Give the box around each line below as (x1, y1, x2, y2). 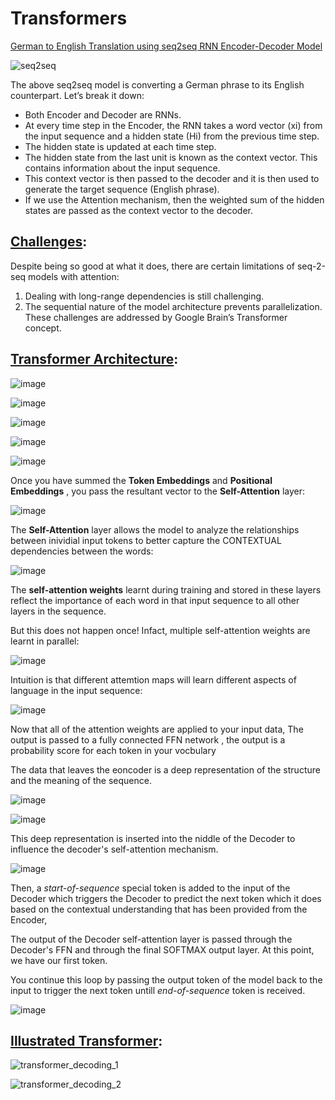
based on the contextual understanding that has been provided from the (10, 903, 308, 915)
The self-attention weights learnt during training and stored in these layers (10, 583, 322, 596)
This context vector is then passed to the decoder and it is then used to (24, 172, 320, 184)
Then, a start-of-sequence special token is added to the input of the (10, 882, 291, 894)
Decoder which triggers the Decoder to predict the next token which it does (10, 892, 322, 904)
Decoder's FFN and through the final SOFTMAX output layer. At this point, (10, 943, 315, 956)
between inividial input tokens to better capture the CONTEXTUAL (10, 534, 282, 546)
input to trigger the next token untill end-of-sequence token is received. (10, 984, 306, 996)
